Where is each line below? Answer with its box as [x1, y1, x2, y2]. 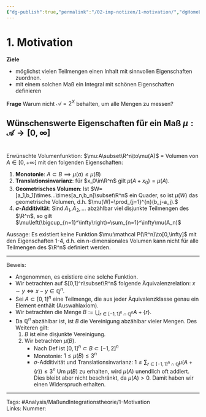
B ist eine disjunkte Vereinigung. [24, 331, 106, 338]
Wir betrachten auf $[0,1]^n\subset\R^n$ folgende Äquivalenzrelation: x [15, 280, 196, 287]
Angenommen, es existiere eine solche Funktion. [15, 273, 139, 280]
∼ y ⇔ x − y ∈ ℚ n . [15, 286, 65, 295]
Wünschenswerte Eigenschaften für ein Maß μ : [6, 118, 194, 129]
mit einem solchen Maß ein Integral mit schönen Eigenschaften [15, 80, 175, 88]
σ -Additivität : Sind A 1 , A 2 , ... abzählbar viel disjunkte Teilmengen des [15, 205, 189, 213]
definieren [15, 87, 42, 94]
